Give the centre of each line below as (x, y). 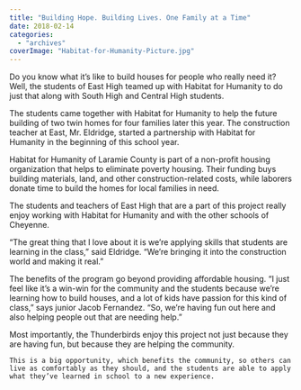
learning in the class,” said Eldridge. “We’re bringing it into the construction (148, 252)
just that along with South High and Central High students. (117, 96)
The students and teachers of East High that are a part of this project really (148, 206)
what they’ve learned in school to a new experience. (112, 376)
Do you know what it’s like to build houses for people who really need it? (143, 77)
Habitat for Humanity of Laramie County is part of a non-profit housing (140, 159)
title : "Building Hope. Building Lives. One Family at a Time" (130, 18)
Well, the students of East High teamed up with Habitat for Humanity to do (146, 86)
